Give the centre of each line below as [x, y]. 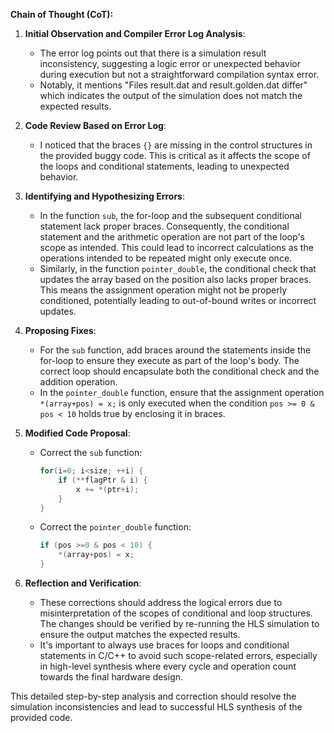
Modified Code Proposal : [77, 433]
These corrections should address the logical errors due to [161, 602]
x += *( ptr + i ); [107, 489]
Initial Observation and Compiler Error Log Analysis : [135, 33]
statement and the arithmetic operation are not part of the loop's [172, 237]
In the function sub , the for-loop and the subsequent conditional [170, 215]
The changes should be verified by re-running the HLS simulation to [179, 623]
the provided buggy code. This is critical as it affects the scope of [175, 155]
